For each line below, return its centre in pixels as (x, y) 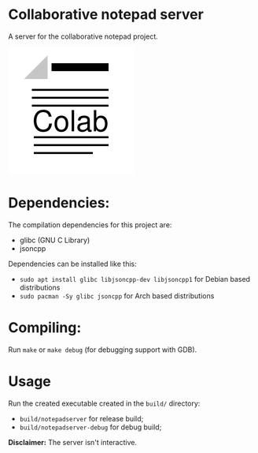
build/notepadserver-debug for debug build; (90, 427)
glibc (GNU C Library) (55, 240)
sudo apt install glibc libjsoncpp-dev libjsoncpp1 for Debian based (135, 279)
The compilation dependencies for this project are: (90, 225)
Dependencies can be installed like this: (72, 264)
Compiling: (45, 328)
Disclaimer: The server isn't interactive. (73, 442)
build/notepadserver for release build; (81, 418)
